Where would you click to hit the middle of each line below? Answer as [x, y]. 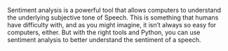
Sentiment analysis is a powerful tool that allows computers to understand [114, 10]
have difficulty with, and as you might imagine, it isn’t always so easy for [112, 25]
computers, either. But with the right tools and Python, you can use [104, 32]
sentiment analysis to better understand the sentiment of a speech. [104, 40]
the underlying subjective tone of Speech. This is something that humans [113, 17]
